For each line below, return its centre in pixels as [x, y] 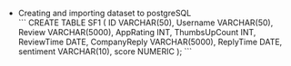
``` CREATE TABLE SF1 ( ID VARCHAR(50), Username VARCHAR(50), [145, 23]
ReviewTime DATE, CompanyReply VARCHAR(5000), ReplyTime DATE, [150, 42]
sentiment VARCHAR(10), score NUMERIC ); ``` [105, 52]
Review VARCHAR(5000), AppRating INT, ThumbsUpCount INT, [137, 32]
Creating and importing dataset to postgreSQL [105, 13]
